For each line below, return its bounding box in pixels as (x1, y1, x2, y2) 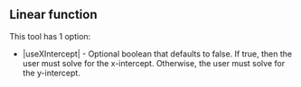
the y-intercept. (22, 67, 81, 78)
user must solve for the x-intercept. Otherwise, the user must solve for (22, 57, 286, 68)
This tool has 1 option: (9, 30, 91, 41)
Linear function (9, 7, 98, 22)
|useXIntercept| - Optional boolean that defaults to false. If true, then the (22, 48, 292, 59)
